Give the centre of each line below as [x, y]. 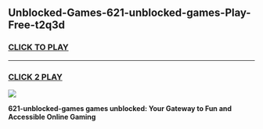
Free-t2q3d [36, 25]
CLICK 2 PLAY [35, 77]
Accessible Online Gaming [52, 116]
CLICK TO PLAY [38, 48]
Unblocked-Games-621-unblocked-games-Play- [130, 13]
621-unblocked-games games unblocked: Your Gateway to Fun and [120, 108]
